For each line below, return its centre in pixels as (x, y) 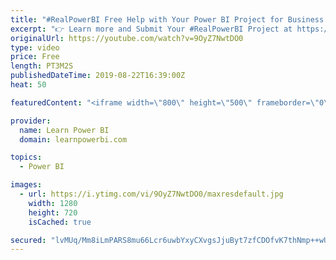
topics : (26, 157)
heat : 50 (28, 85)
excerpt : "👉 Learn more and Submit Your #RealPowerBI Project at (151, 29)
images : (26, 185)
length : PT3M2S (42, 66)
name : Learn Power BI (64, 130)
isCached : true (60, 222)
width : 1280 (53, 203)
